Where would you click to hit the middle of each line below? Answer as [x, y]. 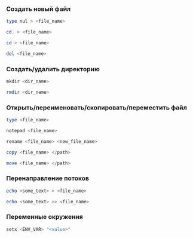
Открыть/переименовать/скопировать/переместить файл [96, 108]
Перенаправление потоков [48, 178]
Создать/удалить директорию [53, 69]
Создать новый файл [39, 9]
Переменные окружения [45, 217]
